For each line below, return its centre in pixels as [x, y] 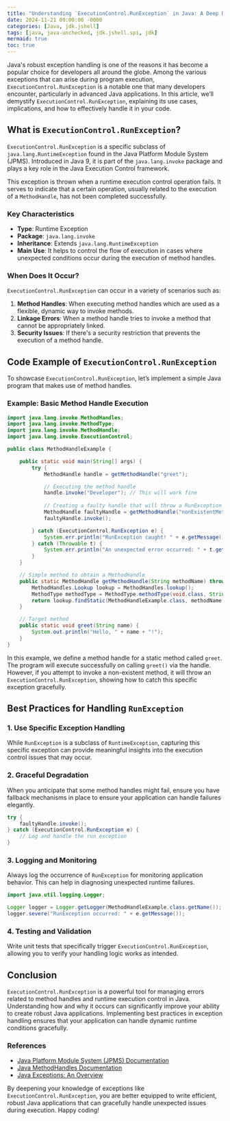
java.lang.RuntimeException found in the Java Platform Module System [108, 153]
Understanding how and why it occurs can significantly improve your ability [114, 1006]
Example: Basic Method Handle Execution [78, 404]
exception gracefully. [37, 687]
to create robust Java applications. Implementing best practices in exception [115, 1013]
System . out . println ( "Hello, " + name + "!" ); [98, 632]
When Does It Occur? [43, 276]
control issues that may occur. [50, 757]
